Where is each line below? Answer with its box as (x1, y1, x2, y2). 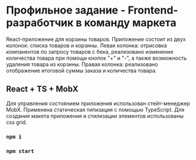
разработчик (6, 16, 74, 30)
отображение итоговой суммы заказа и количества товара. (6, 67, 157, 74)
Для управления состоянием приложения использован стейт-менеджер (6, 100, 190, 107)
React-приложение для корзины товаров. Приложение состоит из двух (6, 35, 186, 43)
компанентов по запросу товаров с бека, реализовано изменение (6, 48, 174, 55)
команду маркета (84, 16, 177, 30)
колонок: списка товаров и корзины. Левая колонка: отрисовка (6, 42, 167, 49)
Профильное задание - (6, 4, 126, 17)
